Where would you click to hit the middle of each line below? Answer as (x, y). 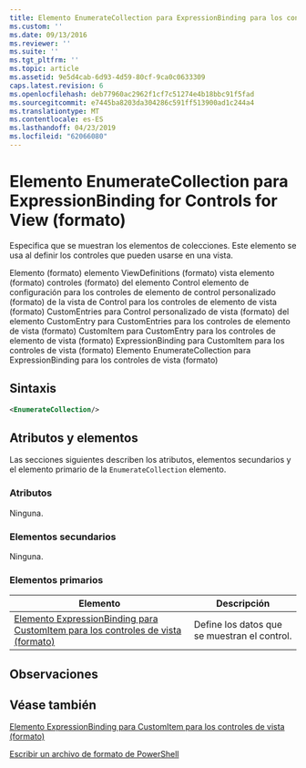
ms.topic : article (44, 69)
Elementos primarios (56, 579)
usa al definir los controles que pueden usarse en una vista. (122, 255)
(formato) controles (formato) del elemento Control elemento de (129, 282)
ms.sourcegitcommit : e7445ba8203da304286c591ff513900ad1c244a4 (132, 102)
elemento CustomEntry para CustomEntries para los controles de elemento (150, 321)
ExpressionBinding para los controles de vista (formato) (114, 360)
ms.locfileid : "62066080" (58, 137)
